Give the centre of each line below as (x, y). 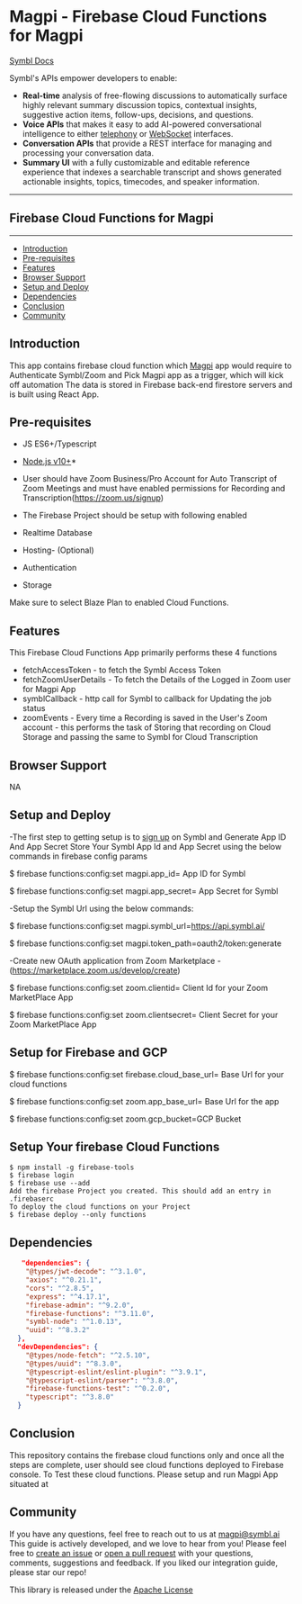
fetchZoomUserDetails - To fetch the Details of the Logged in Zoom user (156, 680)
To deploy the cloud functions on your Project (100, 1207)
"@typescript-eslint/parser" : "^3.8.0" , (102, 1380)
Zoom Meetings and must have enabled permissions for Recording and (154, 489)
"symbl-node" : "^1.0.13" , (74, 1322)
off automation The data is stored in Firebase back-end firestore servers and (151, 384)
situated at (29, 1483)
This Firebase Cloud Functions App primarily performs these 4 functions (143, 653)
